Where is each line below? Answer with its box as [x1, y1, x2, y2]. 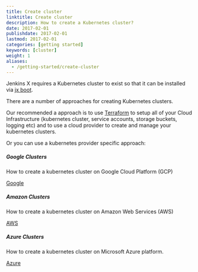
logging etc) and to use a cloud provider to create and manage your [6, 122, 171, 129]
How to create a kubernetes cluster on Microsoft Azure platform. [6, 248, 164, 255]
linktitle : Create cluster [6, 14, 73, 20]
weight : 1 [6, 53, 31, 59]
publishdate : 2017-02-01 [6, 31, 68, 37]
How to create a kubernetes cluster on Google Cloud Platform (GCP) [6, 168, 173, 175]
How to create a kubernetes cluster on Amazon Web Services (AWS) [6, 208, 174, 215]
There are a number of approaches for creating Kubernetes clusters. [6, 98, 174, 105]
